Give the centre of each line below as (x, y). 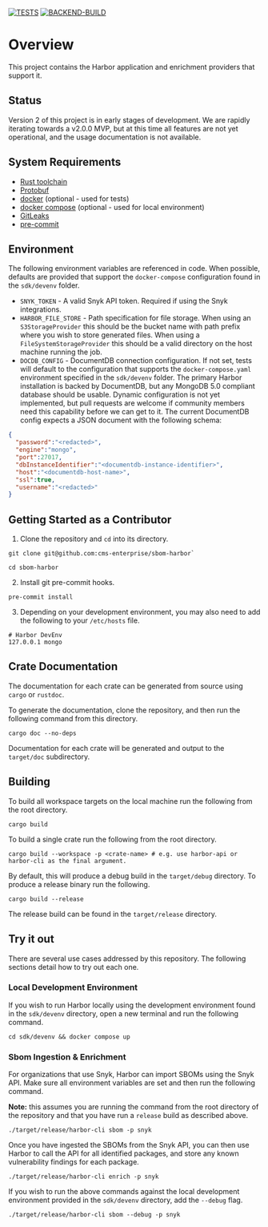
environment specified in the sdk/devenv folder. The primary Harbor (131, 377)
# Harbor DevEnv (35, 636)
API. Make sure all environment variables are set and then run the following (132, 1083)
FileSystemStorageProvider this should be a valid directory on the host (136, 344)
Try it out (31, 939)
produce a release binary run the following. (79, 884)
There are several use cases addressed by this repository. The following (127, 959)
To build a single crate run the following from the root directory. (113, 839)
